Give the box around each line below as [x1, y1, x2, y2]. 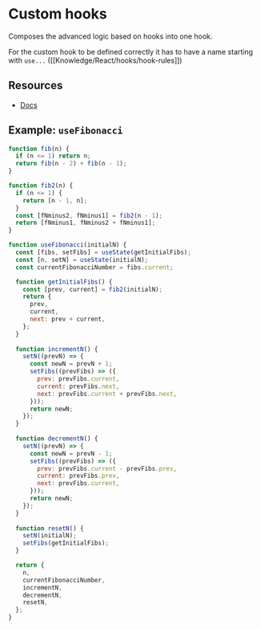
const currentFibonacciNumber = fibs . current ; [15, 263, 174, 272]
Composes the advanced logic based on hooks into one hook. [8, 31, 213, 41]
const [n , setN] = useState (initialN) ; [15, 255, 149, 263]
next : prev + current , [29, 315, 106, 324]
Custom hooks [8, 5, 107, 23]
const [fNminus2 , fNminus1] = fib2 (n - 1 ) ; [15, 211, 163, 219]
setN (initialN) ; [22, 532, 78, 540]
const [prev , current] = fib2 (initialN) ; [22, 285, 163, 293]
